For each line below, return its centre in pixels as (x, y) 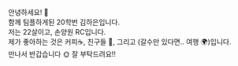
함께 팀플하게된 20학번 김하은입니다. (64, 22)
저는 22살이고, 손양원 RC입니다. (57, 32)
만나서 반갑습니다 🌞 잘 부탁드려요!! (62, 54)
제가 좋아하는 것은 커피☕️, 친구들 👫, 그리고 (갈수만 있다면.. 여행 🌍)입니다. (120, 42)
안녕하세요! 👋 (28, 12)
